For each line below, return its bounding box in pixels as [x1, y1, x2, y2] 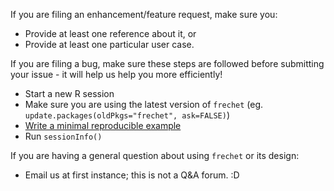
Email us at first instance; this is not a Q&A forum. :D [24, 169, 240, 181]
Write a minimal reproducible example [24, 120, 182, 131]
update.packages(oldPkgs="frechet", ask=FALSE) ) [24, 109, 231, 121]
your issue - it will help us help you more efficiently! [10, 69, 223, 80]
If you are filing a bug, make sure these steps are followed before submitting [10, 58, 325, 69]
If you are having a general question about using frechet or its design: [10, 150, 300, 161]
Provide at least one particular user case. [24, 39, 195, 50]
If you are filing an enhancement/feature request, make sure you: [10, 9, 278, 20]
